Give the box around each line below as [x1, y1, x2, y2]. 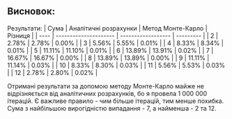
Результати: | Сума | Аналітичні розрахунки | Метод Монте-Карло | [7, 24, 208, 32]
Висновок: [7, 6, 56, 17]
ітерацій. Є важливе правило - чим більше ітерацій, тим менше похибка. [7, 97, 224, 105]
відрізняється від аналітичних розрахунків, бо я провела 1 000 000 [7, 89, 208, 97]
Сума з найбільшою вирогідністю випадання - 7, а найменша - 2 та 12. [7, 104, 217, 112]
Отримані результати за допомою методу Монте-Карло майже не [7, 81, 204, 90]
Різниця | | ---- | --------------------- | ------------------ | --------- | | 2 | [7, 31, 218, 40]
